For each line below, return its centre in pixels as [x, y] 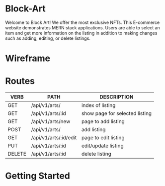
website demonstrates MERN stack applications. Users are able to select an [82, 27]
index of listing [98, 105]
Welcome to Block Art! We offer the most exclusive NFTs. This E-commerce [82, 22]
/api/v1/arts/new [51, 121]
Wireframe [28, 58]
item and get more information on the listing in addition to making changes [81, 33]
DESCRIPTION [117, 97]
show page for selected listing [117, 113]
